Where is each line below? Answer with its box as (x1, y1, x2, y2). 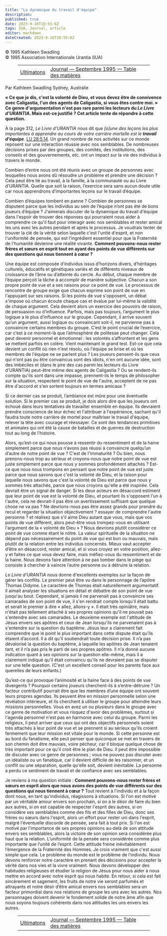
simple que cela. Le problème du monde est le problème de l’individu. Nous (5, 851, 161, 857)
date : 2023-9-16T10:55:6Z (5, 21, 59, 27)
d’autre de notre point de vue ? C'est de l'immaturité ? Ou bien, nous (5, 450, 146, 456)
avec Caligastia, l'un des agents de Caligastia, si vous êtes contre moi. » (5, 100, 158, 106)
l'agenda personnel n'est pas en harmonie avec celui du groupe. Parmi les (5, 714, 158, 720)
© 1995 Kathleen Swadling (5, 49, 60, 55)
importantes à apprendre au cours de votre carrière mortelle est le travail (5, 131, 157, 137)
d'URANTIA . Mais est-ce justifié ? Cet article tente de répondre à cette (5, 110, 154, 116)
